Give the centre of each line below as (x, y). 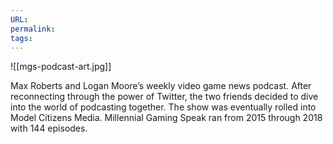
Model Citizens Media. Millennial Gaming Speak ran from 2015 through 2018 (166, 118)
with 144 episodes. (49, 128)
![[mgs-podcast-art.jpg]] (61, 67)
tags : (21, 38)
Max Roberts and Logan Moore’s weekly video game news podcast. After (161, 86)
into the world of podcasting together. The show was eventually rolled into (163, 107)
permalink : (33, 29)
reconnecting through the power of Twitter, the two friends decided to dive (164, 97)
